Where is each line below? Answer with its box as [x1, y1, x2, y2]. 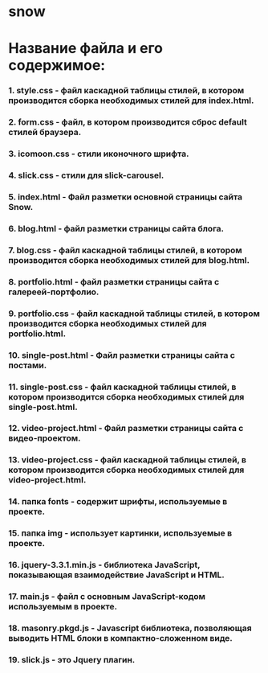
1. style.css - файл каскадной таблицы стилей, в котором [8, 85, 245, 96]
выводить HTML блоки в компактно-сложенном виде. [8, 632, 233, 643]
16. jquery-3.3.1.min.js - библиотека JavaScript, [8, 560, 201, 571]
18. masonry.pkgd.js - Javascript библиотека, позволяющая [8, 622, 252, 634]
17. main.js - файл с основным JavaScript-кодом [8, 591, 206, 602]
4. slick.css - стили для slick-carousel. [8, 170, 164, 181]
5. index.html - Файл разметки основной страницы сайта [8, 191, 243, 203]
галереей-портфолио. [8, 286, 99, 298]
